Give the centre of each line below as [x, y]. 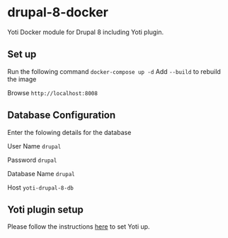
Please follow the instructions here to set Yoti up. [79, 227]
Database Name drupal [41, 173]
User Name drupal [34, 146]
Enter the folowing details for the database [69, 132]
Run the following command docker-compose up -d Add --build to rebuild [114, 71]
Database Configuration [62, 115]
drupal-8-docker [58, 12]
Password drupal [32, 160]
